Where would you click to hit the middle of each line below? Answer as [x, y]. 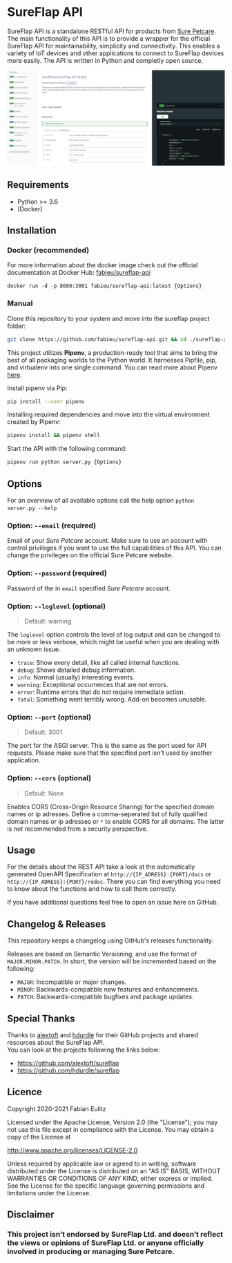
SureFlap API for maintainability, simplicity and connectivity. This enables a [114, 46]
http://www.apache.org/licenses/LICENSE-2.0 [72, 1150]
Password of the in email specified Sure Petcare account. [89, 588]
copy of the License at [39, 1137]
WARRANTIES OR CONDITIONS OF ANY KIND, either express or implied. [110, 1178]
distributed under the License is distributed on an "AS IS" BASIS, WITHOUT [114, 1170]
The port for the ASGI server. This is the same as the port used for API [107, 746]
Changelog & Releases [57, 924]
